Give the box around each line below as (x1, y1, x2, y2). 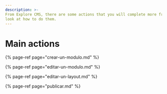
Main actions (5, 38, 60, 49)
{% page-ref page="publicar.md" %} (5, 83, 81, 90)
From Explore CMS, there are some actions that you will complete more (5, 12, 157, 17)
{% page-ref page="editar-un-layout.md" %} (5, 74, 98, 80)
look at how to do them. (5, 16, 57, 21)
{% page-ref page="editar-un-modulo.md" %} (5, 64, 100, 70)
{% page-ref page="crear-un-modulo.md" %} (5, 54, 99, 60)
